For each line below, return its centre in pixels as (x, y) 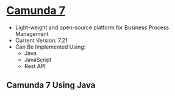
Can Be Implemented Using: (50, 47)
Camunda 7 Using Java (51, 85)
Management (32, 33)
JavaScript (38, 60)
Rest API (35, 66)
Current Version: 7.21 (41, 40)
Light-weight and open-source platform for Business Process (92, 27)
